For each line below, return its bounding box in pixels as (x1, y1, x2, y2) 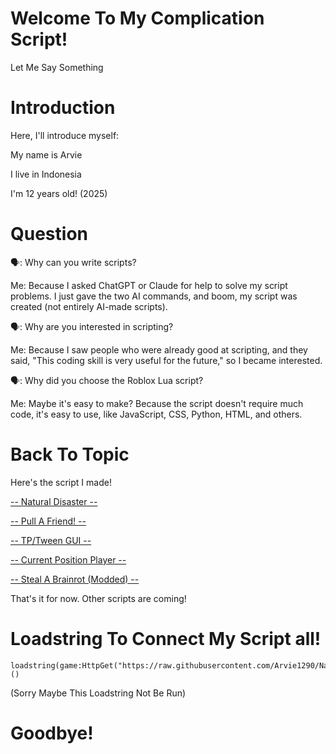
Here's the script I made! (10, 476, 112, 488)
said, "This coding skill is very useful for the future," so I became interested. (10, 354, 323, 366)
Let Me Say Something (10, 61, 104, 73)
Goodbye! (10, 722, 94, 744)
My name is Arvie (10, 148, 83, 161)
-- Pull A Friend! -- (10, 515, 87, 527)
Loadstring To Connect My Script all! (10, 627, 322, 650)
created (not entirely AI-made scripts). (10, 300, 168, 312)
